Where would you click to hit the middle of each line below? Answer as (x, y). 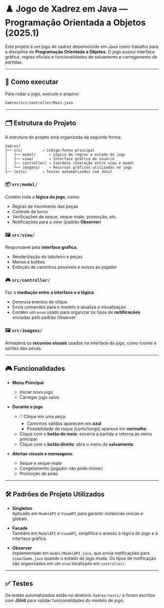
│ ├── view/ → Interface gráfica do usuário (60, 159)
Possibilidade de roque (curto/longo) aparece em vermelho (86, 429)
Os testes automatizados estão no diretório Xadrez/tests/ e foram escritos (80, 595)
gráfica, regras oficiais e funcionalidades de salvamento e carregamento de (81, 57)
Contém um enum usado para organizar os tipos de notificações (76, 312)
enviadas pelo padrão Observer (44, 318)
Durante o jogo (27, 407)
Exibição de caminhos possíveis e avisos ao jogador (64, 267)
